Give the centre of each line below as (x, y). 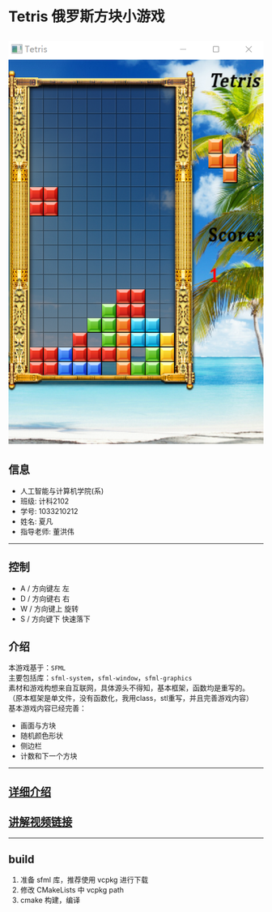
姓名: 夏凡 (36, 521)
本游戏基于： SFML (37, 668)
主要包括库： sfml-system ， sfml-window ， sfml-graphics (100, 678)
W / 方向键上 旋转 (49, 608)
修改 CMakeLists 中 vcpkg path (72, 890)
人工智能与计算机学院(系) (62, 491)
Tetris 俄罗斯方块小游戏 (87, 17)
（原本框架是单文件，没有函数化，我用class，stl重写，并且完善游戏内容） (131, 698)
